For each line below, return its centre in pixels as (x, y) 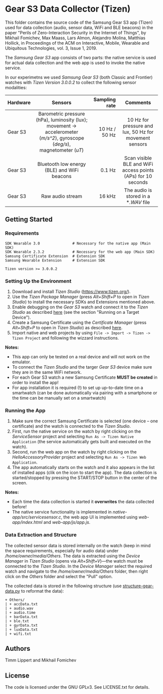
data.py (13, 591)
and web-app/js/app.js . (67, 522)
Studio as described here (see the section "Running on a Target (75, 312)
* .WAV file (138, 202)
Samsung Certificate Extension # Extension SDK (55, 256)
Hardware (19, 102)
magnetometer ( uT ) (62, 150)
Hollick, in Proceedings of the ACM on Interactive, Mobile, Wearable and (77, 43)
